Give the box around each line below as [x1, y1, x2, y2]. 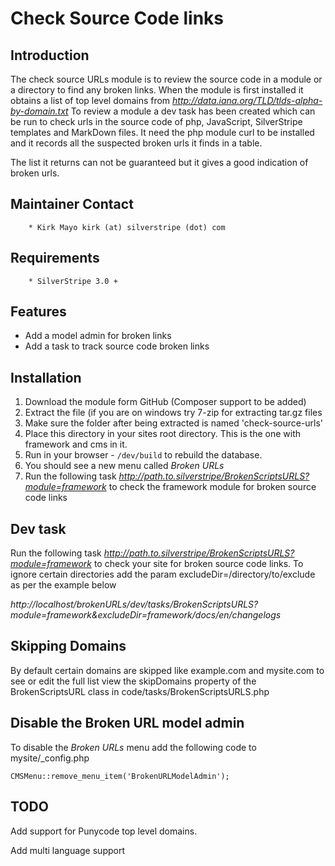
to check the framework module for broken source [108, 481, 317, 493]
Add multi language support [10, 844, 125, 856]
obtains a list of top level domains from [10, 95, 171, 106]
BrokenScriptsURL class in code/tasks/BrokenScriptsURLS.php [10, 685, 270, 697]
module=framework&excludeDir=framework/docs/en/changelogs [10, 609, 282, 621]
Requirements [10, 250, 100, 267]
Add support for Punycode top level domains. [10, 825, 198, 837]
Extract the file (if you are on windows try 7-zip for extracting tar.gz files [24, 407, 323, 419]
